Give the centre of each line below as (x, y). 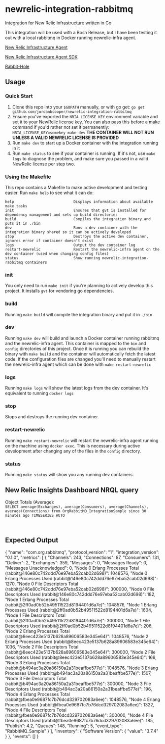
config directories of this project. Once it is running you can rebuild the (77, 348)
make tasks (16, 206)
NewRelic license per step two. (44, 164)
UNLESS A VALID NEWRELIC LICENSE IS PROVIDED (66, 138)
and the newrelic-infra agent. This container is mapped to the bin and (76, 343)
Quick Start (19, 96)
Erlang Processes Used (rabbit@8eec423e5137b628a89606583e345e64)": (82, 642)
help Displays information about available (79, 201)
